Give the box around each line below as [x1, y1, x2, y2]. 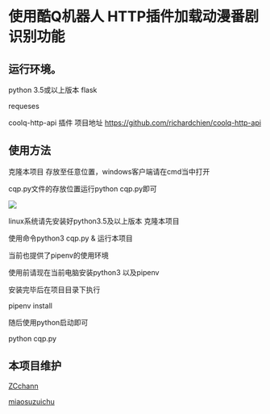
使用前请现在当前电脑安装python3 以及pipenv [8, 267, 160, 277]
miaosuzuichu [8, 396, 55, 406]
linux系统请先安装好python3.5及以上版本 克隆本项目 [8, 215, 180, 226]
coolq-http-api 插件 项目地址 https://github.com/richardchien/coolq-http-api [8, 118, 262, 128]
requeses [8, 102, 40, 111]
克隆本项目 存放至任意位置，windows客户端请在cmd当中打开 [8, 166, 210, 176]
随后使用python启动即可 [8, 317, 89, 327]
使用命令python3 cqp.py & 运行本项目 [8, 233, 133, 243]
